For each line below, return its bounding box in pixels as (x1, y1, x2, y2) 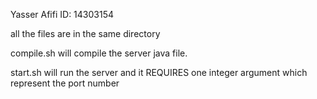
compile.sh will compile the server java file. (10, 47, 188, 59)
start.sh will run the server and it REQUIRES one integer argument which (10, 67, 308, 78)
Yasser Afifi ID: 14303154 (10, 9, 115, 20)
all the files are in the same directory (10, 28, 161, 39)
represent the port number (10, 77, 120, 89)
